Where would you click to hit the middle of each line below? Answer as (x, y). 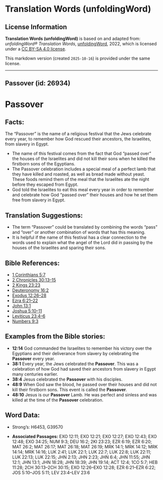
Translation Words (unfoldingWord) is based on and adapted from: (73, 38)
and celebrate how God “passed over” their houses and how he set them (85, 195)
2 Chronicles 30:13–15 (34, 280)
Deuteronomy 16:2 (30, 290)
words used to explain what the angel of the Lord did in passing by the (82, 243)
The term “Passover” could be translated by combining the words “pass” (85, 227)
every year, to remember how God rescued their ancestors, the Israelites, (78, 139)
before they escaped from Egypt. (45, 185)
